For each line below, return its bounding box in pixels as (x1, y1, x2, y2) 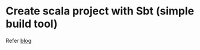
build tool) (5, 17, 58, 31)
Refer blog (5, 37, 32, 44)
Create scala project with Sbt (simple (5, 4, 195, 18)
